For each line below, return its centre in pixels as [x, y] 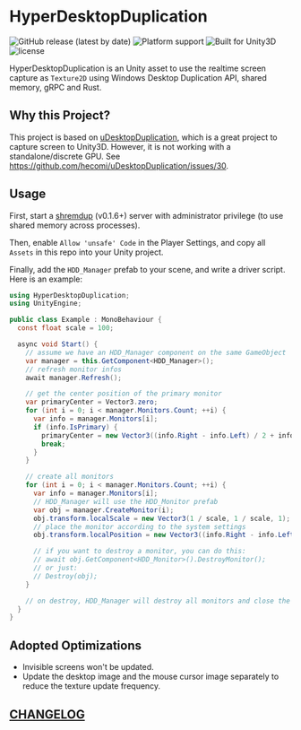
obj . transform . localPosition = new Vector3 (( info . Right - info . [155, 535]
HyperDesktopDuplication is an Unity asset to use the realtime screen [138, 68]
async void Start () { [58, 344]
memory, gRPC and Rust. [56, 87]
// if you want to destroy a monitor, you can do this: [139, 552]
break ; [54, 444]
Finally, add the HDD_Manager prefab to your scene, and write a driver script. [147, 269]
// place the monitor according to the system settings [139, 526]
